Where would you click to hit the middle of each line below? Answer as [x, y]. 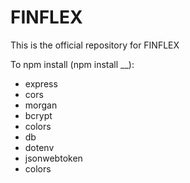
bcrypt [38, 115]
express [41, 83]
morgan [41, 105]
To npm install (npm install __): [72, 64]
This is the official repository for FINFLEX [95, 45]
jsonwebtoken [53, 158]
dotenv [39, 147]
